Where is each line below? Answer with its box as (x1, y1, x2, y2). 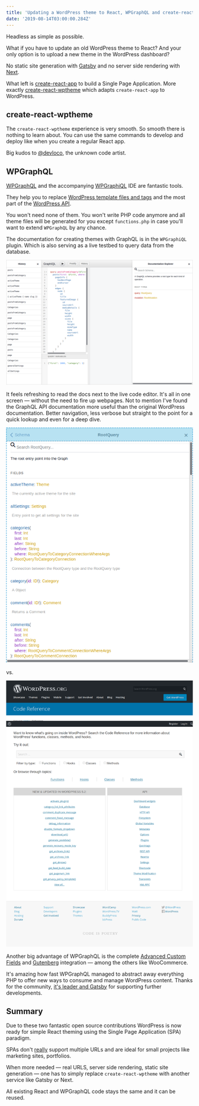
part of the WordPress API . (6, 200, 72, 207)
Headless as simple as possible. (6, 33, 85, 40)
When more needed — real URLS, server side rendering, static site (6, 1064, 169, 1071)
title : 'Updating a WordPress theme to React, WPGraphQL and (6, 9, 161, 15)
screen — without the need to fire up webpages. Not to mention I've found (6, 397, 188, 404)
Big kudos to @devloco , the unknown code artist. (6, 149, 126, 156)
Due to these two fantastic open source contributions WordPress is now (6, 1022, 182, 1029)
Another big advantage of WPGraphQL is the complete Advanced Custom (6, 953, 186, 960)
